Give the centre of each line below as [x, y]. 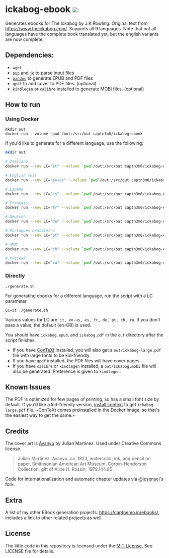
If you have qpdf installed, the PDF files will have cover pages [76, 360]
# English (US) [21, 176]
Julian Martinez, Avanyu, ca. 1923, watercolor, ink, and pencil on [84, 459]
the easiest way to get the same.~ [40, 415]
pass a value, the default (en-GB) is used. [48, 325]
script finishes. [21, 340]
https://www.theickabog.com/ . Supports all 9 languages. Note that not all [81, 28]
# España [14, 189]
